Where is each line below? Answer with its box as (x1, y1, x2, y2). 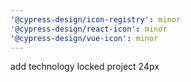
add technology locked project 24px (10, 61, 160, 73)
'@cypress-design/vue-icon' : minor (10, 33, 159, 43)
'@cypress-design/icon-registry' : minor (10, 14, 182, 25)
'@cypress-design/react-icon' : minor (10, 24, 168, 34)
